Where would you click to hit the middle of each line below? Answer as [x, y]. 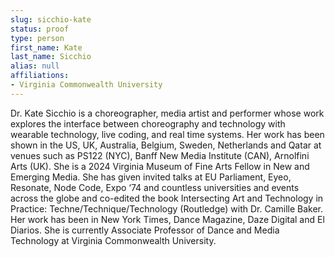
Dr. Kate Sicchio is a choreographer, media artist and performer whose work [167, 113]
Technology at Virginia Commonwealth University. [113, 240]
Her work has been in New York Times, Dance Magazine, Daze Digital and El [167, 219]
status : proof [40, 29]
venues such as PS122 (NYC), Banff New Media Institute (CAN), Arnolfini [160, 155]
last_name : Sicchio [51, 57]
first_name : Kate [46, 47]
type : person [37, 38]
